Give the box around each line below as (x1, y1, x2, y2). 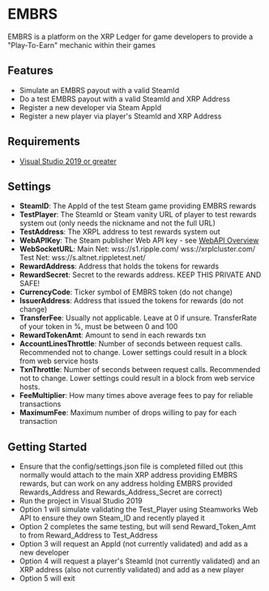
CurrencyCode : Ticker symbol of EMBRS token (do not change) (19, 287, 233, 297)
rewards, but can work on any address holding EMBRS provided (19, 479, 233, 489)
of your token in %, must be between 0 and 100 (19, 322, 178, 332)
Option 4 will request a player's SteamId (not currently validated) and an (19, 556, 260, 566)
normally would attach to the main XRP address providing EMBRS (19, 470, 238, 480)
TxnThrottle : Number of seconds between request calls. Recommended (19, 365, 261, 375)
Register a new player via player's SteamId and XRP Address (19, 111, 222, 121)
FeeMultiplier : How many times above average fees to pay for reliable (19, 391, 254, 400)
